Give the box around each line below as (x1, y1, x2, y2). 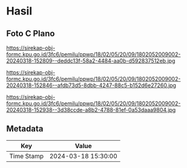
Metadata (6, 124, 44, 134)
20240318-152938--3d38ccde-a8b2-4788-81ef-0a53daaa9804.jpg (6, 106, 176, 113)
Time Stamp (9, 152, 44, 160)
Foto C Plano (6, 28, 55, 39)
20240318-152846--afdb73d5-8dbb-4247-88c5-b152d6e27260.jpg (6, 82, 177, 89)
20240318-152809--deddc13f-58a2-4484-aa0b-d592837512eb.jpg (6, 57, 176, 64)
